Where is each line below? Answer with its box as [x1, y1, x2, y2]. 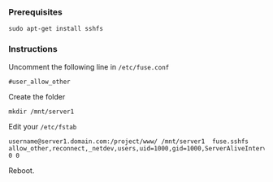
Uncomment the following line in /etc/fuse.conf [8, 61, 170, 71]
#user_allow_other [8, 78, 71, 86]
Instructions [8, 44, 58, 55]
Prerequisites [8, 6, 63, 18]
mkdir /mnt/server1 [8, 108, 75, 116]
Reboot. [8, 165, 35, 176]
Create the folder [8, 91, 66, 101]
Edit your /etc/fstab [8, 121, 77, 131]
